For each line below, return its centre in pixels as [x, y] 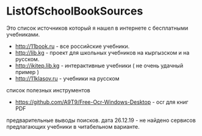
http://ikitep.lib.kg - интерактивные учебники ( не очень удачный [99, 66]
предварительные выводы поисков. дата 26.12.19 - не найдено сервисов [101, 120]
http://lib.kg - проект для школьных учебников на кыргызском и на [102, 52]
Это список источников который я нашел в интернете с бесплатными [97, 28]
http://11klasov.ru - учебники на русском [67, 78]
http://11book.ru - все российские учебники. [72, 46]
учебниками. [23, 34]
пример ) [27, 72]
